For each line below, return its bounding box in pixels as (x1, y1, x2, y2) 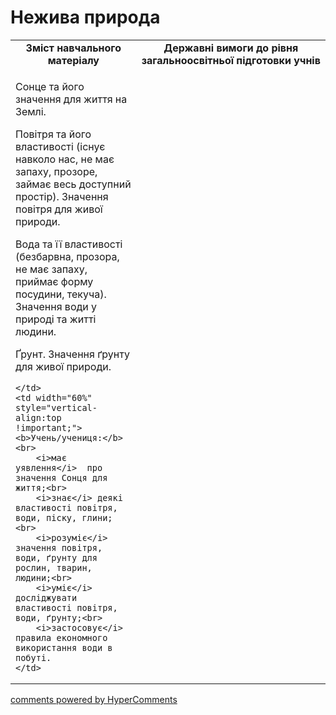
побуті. (15, 652, 52, 663)
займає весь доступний (15, 177, 132, 191)
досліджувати (15, 592, 78, 603)
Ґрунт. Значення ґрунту (15, 347, 130, 361)
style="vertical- (15, 402, 98, 413)
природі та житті (15, 312, 97, 326)
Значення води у (15, 299, 98, 313)
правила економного (15, 632, 108, 643)
